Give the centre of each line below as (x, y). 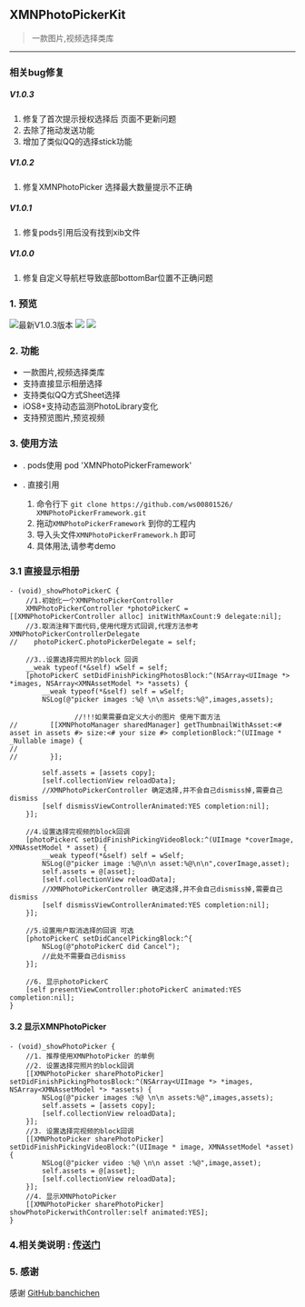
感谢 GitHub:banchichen (54, 1293)
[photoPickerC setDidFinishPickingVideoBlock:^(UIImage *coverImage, (160, 840)
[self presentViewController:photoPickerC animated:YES (134, 990)
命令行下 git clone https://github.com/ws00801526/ (134, 504)
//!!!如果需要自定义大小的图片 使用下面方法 (147, 717)
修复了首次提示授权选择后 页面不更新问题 (99, 118)
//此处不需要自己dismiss (84, 956)
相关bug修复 (37, 72)
